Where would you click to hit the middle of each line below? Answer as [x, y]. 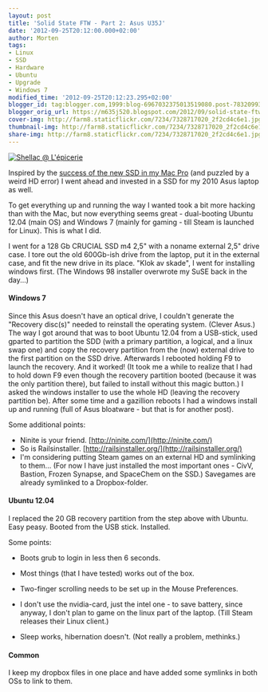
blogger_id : [28, 105]
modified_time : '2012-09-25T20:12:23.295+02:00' [91, 97]
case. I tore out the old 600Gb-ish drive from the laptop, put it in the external [134, 254]
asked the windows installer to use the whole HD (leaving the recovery [124, 392]
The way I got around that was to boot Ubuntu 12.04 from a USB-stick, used [133, 333]
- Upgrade [25, 82]
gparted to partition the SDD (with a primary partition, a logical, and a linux [130, 341]
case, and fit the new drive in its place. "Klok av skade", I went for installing [132, 263]
